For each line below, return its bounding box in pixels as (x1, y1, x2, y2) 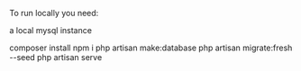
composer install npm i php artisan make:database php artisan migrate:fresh (9, 42, 293, 53)
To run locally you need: (9, 8, 99, 18)
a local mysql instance (9, 25, 93, 35)
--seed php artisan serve (9, 52, 103, 62)
